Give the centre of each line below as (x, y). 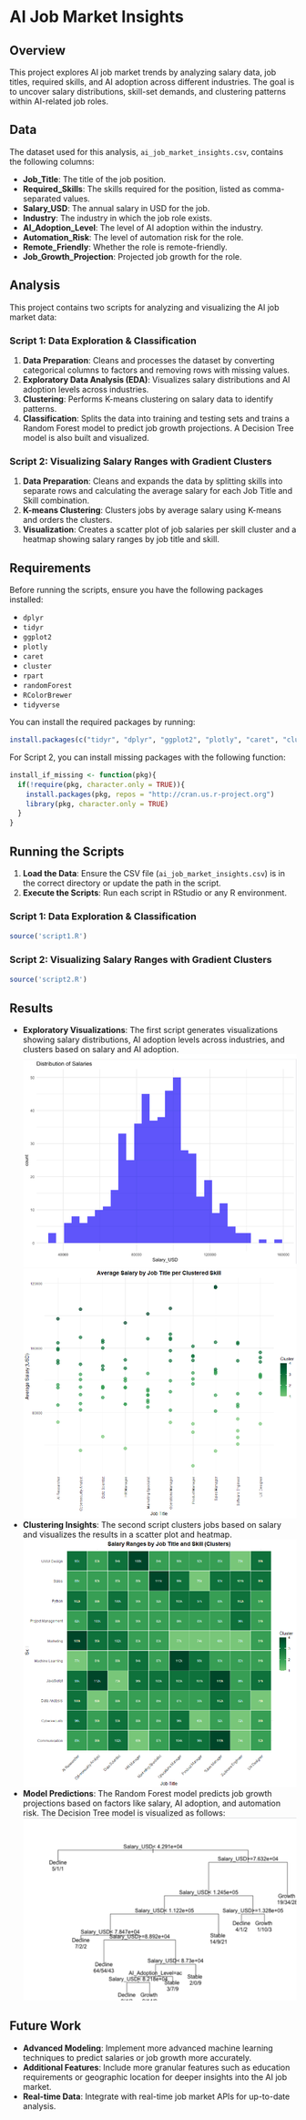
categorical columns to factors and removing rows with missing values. (156, 370)
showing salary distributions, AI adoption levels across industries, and (153, 1040)
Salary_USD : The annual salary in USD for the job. (116, 208)
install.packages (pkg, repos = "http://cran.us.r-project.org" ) (150, 794)
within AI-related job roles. (59, 101)
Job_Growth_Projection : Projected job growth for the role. (132, 256)
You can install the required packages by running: (102, 722)
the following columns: (52, 161)
